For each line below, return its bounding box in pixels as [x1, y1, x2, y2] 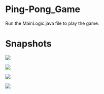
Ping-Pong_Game [5, 4, 80, 15]
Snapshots [5, 38, 52, 50]
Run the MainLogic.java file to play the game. [5, 20, 99, 26]
